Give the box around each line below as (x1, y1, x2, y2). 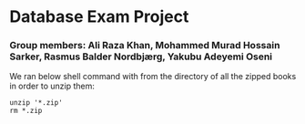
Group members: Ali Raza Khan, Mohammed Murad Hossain (9, 39, 280, 52)
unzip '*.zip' (9, 98, 64, 108)
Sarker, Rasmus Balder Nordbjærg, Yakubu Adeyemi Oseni (9, 50, 273, 63)
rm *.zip (9, 107, 43, 116)
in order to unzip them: (9, 80, 96, 92)
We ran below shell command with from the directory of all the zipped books (9, 71, 297, 82)
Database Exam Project (9, 6, 189, 27)
